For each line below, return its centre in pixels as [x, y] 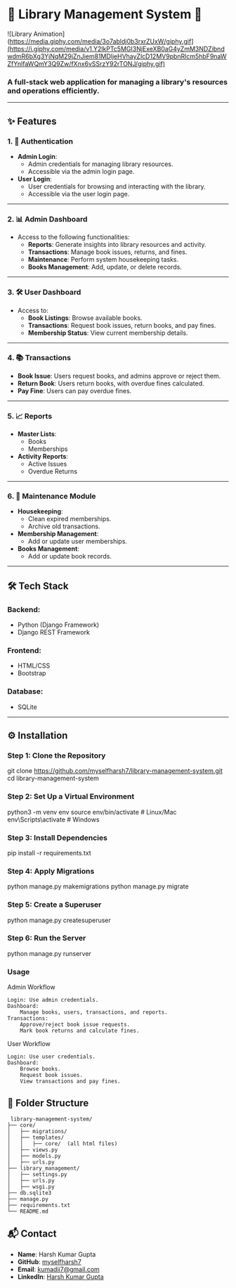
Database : [25, 691]
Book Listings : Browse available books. [85, 318]
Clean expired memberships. [70, 519]
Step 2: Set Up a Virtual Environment [71, 796]
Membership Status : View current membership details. [108, 333]
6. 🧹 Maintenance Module [52, 497]
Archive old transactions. [64, 526]
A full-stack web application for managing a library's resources [118, 82]
